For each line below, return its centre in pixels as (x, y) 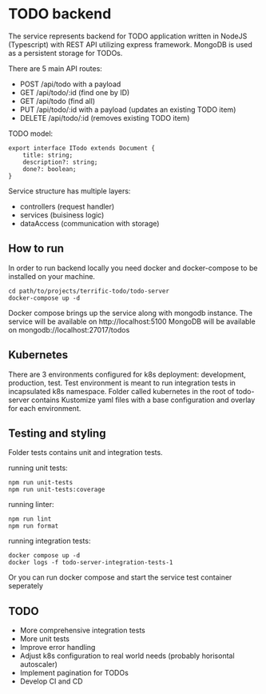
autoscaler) (39, 664)
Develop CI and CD (51, 681)
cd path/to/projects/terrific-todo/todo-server (89, 291)
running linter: (31, 505)
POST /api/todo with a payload (70, 84)
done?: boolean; (50, 169)
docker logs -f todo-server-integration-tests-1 (91, 563)
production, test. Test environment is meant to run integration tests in (122, 383)
